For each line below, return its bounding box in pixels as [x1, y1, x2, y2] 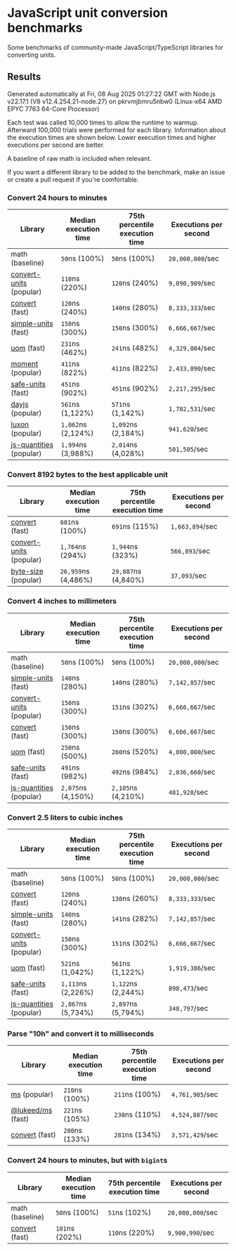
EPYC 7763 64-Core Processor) [7, 104, 100, 113]
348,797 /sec [168, 1003, 209, 1013]
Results [7, 71, 41, 83]
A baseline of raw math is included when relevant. [7, 154, 152, 162]
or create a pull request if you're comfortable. [7, 175, 139, 183]
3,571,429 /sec [171, 1130, 218, 1140]
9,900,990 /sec [167, 1228, 215, 1238]
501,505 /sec [168, 444, 209, 454]
